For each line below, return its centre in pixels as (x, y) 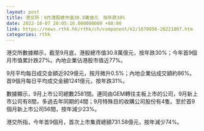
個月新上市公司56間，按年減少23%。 (53, 109)
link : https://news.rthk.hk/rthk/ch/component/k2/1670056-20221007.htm (100, 29)
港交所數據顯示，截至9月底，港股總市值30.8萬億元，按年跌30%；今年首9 (99, 53)
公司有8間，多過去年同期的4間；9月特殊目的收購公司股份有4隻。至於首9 (103, 102)
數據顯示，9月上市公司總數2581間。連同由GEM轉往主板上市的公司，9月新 (100, 94)
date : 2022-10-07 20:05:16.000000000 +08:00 (64, 23)
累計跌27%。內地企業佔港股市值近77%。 (74, 60)
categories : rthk (28, 35)
